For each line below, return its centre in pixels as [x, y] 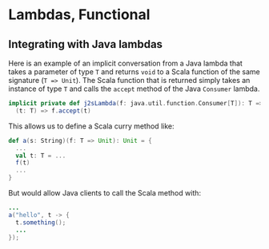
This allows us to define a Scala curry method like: [91, 126]
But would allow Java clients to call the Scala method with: [105, 193]
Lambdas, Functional [79, 15]
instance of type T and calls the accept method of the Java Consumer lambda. [134, 89]
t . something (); [41, 222]
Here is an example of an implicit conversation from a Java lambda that [125, 63]
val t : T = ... [41, 156]
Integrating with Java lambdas [85, 44]
